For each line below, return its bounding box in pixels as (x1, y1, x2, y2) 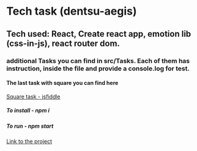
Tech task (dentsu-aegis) (6, 4, 137, 18)
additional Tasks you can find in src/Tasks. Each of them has (6, 56, 190, 65)
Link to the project (6, 138, 53, 145)
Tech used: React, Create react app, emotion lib (6, 29, 191, 39)
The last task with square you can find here (6, 79, 119, 87)
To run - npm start (6, 122, 54, 130)
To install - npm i (6, 107, 50, 114)
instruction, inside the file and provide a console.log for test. (6, 64, 190, 73)
